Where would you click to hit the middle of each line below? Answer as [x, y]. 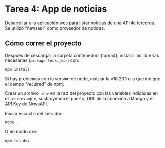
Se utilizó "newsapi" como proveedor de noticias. [55, 28]
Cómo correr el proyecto [43, 44]
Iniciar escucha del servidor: [34, 113]
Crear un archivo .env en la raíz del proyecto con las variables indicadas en [82, 93]
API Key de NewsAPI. [27, 104]
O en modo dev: [21, 131]
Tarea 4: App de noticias [56, 9]
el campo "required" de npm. [34, 84]
